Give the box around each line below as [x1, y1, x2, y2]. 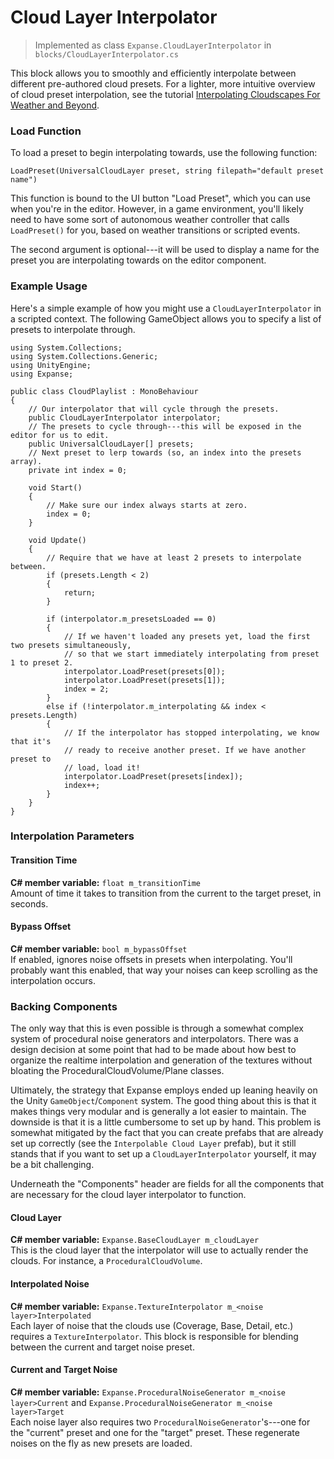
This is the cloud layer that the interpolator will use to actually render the [10, 1244, 309, 1256]
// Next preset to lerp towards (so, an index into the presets [28, 447, 302, 458]
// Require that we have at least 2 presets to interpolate [46, 552, 302, 563]
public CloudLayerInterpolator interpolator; [28, 412, 222, 423]
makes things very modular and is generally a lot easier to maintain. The [10, 1106, 307, 1118]
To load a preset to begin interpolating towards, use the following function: [10, 147, 318, 159]
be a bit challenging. [10, 1159, 95, 1171]
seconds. [10, 897, 49, 910]
